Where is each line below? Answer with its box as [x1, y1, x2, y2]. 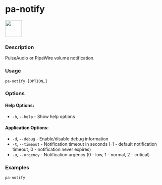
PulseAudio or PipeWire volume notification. [5, 55, 95, 61]
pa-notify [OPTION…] [5, 78, 48, 84]
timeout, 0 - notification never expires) [12, 146, 91, 152]
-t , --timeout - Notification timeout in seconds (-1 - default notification [12, 141, 157, 147]
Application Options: [5, 125, 49, 131]
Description [5, 44, 34, 51]
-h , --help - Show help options [12, 113, 75, 120]
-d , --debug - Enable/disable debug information [12, 135, 108, 142]
